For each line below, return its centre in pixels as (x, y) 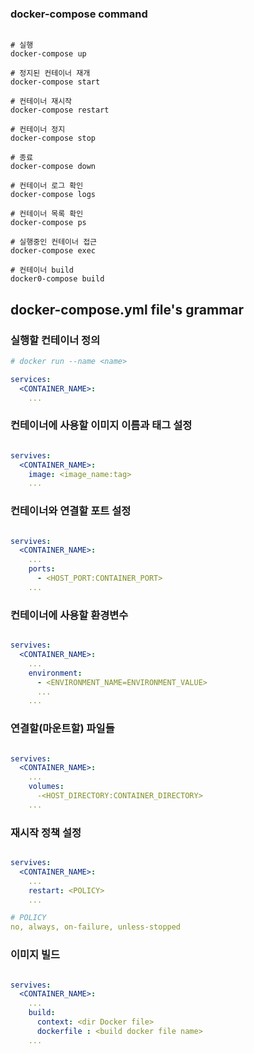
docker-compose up (48, 54)
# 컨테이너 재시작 (41, 102)
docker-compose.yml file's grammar (127, 309)
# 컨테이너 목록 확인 (47, 214)
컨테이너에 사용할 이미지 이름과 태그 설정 (101, 425)
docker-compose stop (53, 138)
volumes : (46, 787)
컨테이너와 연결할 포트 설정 (71, 511)
